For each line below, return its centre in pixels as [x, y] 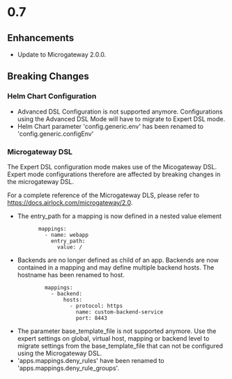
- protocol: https [96, 306]
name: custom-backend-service [119, 312]
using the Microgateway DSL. [60, 353]
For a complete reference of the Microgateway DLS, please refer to [103, 195]
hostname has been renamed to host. [71, 274]
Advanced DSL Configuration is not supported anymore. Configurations [120, 111]
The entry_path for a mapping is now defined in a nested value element [119, 216]
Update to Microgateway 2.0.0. [62, 54]
